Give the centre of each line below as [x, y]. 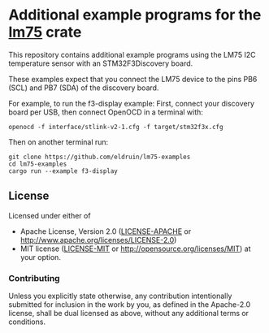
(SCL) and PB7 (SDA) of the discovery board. [84, 88]
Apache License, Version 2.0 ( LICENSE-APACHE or [106, 231]
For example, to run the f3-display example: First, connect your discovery [131, 103]
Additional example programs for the [135, 15]
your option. [40, 257]
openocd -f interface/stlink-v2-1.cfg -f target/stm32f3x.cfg [116, 127]
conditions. [27, 322]
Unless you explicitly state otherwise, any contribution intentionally [120, 296]
